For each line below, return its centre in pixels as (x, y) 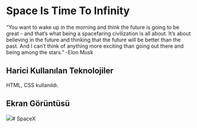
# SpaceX (24, 119)
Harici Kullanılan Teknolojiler (60, 71)
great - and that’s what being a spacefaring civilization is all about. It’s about (98, 33)
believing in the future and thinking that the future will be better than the (93, 40)
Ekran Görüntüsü (38, 104)
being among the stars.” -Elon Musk (50, 52)
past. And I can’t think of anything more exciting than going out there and (95, 46)
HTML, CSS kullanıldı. (32, 85)
